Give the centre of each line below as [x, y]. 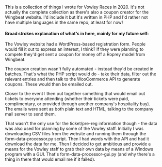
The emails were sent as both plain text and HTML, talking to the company [79, 109]
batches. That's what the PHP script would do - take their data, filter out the [81, 74]
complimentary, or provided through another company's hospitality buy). [78, 104]
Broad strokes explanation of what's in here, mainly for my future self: [77, 33]
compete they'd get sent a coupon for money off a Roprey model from [75, 55]
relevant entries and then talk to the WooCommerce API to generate [73, 79]
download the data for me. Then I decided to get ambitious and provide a [78, 144]
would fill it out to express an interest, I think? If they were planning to [74, 49]
